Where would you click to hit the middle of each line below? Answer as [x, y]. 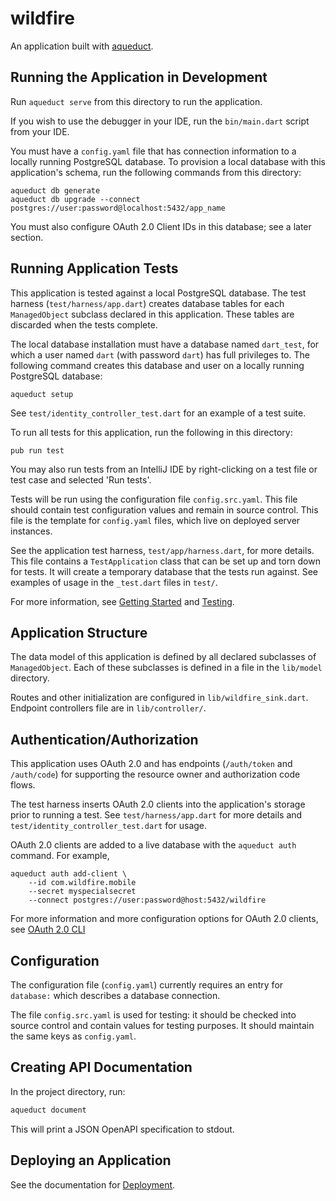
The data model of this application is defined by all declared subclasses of [163, 657]
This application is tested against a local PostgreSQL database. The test [158, 293]
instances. [31, 531]
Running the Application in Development [139, 77]
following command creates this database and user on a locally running [157, 365]
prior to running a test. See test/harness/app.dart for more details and [156, 815]
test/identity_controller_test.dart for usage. [109, 826]
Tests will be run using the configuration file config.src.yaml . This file [154, 499]
